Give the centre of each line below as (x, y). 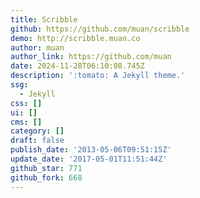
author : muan (37, 47)
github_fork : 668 (46, 177)
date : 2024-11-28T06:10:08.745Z (77, 66)
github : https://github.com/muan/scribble (100, 29)
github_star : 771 (46, 168)
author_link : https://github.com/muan (91, 57)
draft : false (37, 141)
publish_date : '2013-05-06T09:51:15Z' (91, 150)
